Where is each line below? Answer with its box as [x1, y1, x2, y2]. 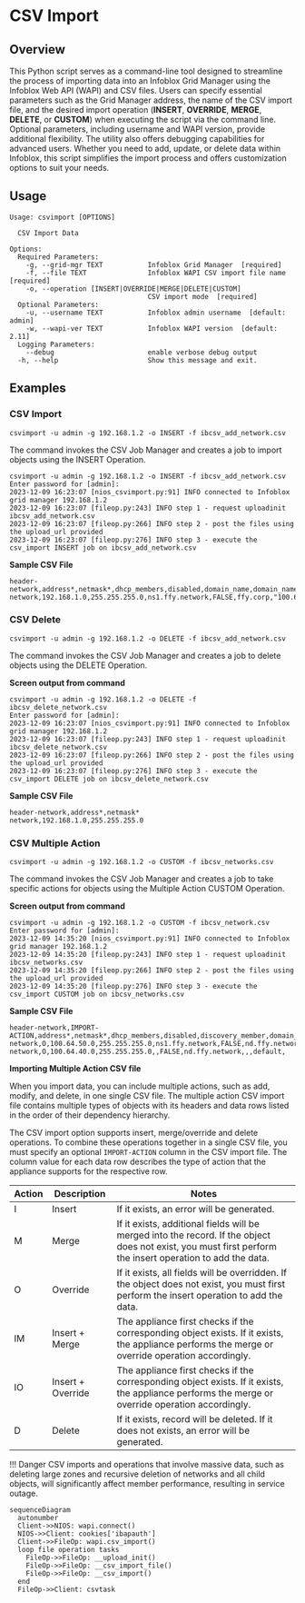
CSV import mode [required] [147, 292, 258, 301]
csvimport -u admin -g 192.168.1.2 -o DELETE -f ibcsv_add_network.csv [9, 633, 286, 643]
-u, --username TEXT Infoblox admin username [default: [25, 308, 286, 317]
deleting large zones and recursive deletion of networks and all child [9, 1469, 266, 1479]
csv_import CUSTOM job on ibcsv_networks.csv [9, 990, 184, 1000]
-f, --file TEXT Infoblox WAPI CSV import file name [25, 268, 286, 277]
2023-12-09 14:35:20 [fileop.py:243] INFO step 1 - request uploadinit [9, 951, 286, 960]
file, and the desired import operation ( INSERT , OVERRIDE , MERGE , [9, 105, 262, 114]
